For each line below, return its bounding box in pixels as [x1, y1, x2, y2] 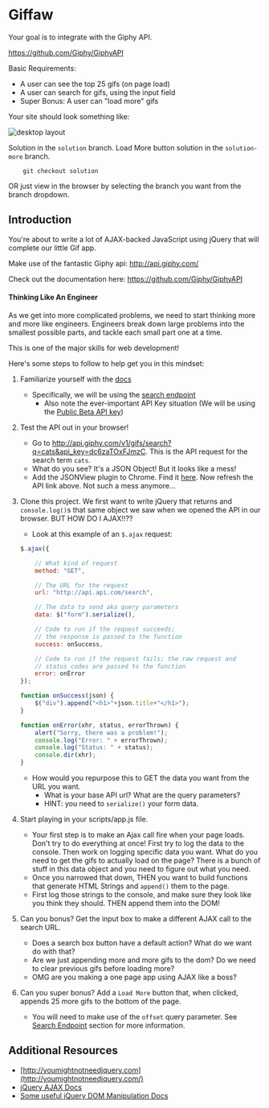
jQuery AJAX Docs [19, 1082, 83, 1092]
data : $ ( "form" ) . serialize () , [35, 611, 136, 619]
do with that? [31, 947, 75, 957]
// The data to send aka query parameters [35, 603, 179, 612]
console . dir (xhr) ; [35, 751, 96, 760]
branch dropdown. [8, 189, 70, 199]
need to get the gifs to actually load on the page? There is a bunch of [31, 855, 261, 866]
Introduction [8, 213, 72, 227]
